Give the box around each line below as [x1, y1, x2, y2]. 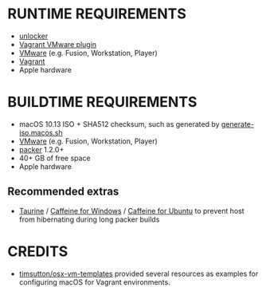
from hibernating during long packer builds [18, 214, 160, 224]
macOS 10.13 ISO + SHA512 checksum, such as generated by [18, 119, 220, 128]
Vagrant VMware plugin [18, 39, 97, 49]
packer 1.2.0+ [18, 144, 65, 154]
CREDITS [7, 242, 68, 260]
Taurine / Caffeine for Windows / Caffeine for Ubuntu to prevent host [18, 206, 244, 215]
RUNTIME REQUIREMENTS [7, 5, 186, 23]
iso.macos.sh [18, 128, 63, 137]
